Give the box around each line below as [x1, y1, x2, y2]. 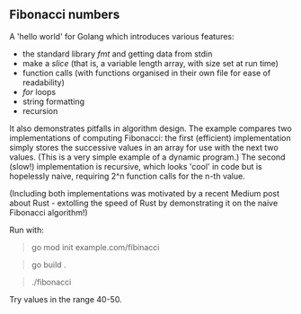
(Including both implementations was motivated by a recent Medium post [9, 188, 280, 198]
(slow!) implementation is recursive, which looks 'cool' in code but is [9, 161, 262, 171]
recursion [22, 105, 58, 116]
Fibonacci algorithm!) [9, 206, 88, 218]
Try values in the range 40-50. [9, 293, 123, 304]
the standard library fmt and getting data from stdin [22, 48, 213, 59]
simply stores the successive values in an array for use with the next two [9, 142, 279, 153]
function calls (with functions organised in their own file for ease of [22, 67, 271, 78]
